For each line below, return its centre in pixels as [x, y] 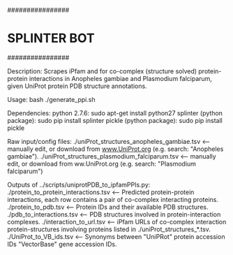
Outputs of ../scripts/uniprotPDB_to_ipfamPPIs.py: [79, 184]
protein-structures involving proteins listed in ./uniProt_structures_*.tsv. [109, 229]
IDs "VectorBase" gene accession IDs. [62, 244]
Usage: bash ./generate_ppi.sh [51, 99]
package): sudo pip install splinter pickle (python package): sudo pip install [115, 120]
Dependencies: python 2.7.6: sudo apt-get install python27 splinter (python [115, 113]
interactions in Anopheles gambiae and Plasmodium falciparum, [121, 78]
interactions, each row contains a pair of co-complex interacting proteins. [113, 199]
